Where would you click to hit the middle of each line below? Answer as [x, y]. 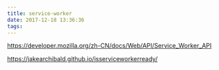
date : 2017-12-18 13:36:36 [46, 20]
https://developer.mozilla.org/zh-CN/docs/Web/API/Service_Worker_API [109, 46]
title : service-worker [40, 13]
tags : [15, 26]
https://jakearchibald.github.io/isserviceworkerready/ [83, 59]
